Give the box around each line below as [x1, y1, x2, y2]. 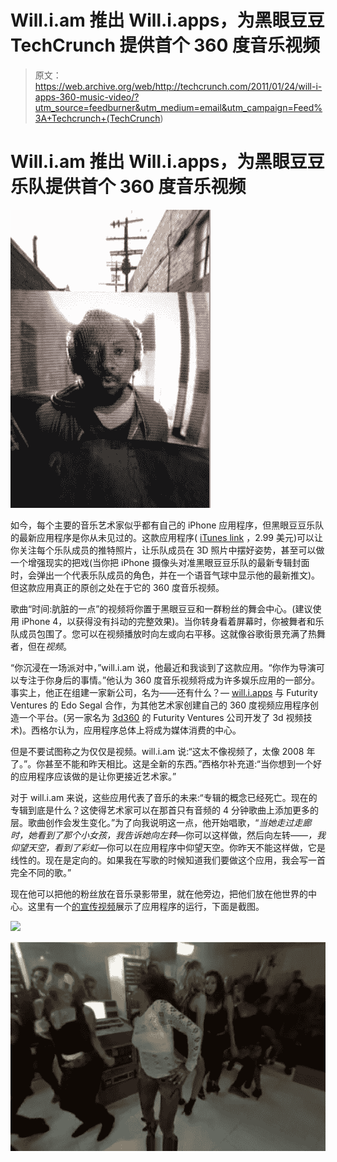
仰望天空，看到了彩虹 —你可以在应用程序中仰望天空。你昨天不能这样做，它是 [10, 841, 326, 853]
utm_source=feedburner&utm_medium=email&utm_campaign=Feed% [34, 101, 323, 113]
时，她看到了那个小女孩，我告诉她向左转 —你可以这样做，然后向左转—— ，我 [10, 829, 326, 841]
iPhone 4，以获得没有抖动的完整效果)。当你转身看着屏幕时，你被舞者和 [21, 615, 316, 627]
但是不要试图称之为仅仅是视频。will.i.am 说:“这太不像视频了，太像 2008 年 [10, 745, 316, 757]
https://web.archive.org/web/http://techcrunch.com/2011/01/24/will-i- [34, 80, 323, 92]
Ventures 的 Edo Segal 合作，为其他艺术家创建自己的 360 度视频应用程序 [10, 699, 310, 711]
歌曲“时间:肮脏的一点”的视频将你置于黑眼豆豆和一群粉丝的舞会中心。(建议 [10, 602, 313, 615]
